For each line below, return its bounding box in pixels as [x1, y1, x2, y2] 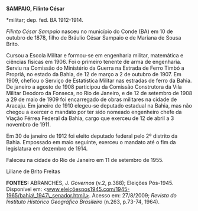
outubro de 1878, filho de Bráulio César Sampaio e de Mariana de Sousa [6, 34, 181, 41]
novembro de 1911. [6, 121, 51, 128]
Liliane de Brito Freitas [6, 168, 61, 175]
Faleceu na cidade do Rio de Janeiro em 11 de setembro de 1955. [6, 157, 164, 163]
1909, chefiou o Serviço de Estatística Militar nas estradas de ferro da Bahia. [6, 77, 192, 84]
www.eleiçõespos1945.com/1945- [47, 186, 130, 193]
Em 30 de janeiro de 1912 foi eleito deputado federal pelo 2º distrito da [6, 132, 178, 139]
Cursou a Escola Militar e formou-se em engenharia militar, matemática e [6, 52, 184, 59]
